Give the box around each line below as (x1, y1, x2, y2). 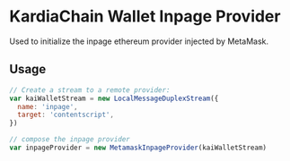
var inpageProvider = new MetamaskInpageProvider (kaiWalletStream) (9, 143, 268, 152)
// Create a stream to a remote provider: (9, 85, 171, 95)
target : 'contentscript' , (17, 110, 115, 120)
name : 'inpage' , (17, 102, 78, 111)
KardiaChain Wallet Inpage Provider (9, 6, 281, 27)
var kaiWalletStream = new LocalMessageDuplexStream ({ (9, 94, 219, 103)
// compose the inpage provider (9, 135, 130, 144)
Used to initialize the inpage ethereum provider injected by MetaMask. (9, 36, 269, 47)
